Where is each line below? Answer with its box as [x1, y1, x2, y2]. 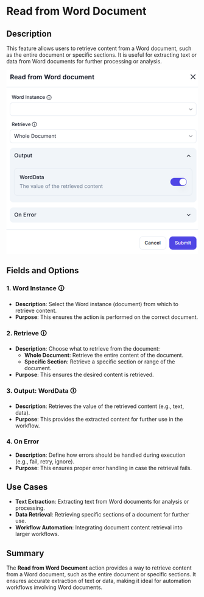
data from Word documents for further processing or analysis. [6, 58, 163, 65]
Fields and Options [6, 265, 79, 276]
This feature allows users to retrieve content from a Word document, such [6, 45, 192, 52]
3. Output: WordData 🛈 [6, 386, 77, 395]
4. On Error [6, 437, 40, 446]
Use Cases [6, 482, 48, 492]
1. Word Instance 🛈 [6, 284, 65, 293]
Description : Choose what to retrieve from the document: [15, 345, 160, 352]
